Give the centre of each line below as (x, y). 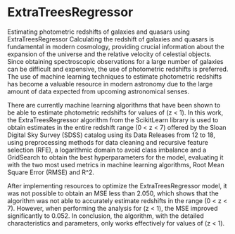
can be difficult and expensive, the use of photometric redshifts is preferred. (118, 69)
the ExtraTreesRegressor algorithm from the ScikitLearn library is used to (113, 119)
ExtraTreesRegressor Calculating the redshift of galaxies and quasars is (111, 39)
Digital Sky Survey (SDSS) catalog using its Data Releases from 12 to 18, (112, 135)
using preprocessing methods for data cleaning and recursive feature (108, 142)
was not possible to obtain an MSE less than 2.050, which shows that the (113, 193)
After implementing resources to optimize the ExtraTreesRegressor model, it (117, 186)
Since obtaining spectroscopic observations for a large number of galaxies (115, 61)
